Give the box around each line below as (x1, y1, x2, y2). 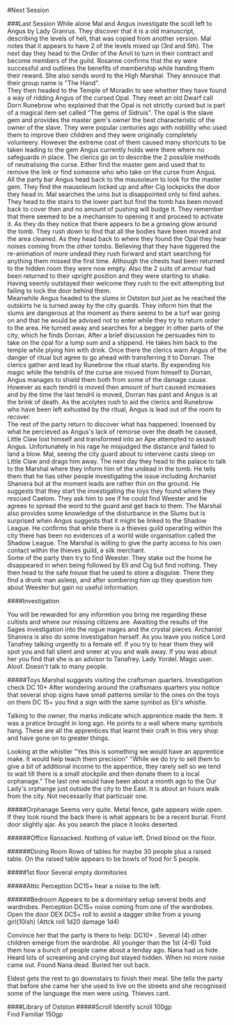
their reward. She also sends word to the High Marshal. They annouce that (7, 71, 221, 80)
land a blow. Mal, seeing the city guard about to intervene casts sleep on (7, 450, 216, 458)
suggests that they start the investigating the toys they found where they (7, 487, 216, 495)
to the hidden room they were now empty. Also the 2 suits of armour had (7, 265, 216, 272)
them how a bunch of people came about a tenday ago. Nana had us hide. (7, 946, 220, 954)
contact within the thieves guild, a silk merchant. (7, 546, 146, 554)
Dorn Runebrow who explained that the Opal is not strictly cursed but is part (7, 101, 226, 109)
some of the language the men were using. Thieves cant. (7, 989, 171, 997)
